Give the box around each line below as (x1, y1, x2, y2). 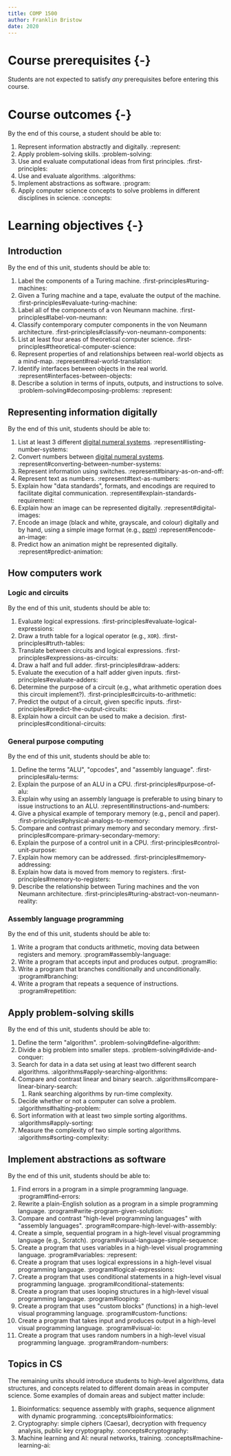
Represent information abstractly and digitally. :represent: (17, 142, 181, 151)
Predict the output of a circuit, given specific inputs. (17, 697, 165, 706)
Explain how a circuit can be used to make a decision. (17, 712, 170, 720)
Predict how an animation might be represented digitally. (17, 541, 178, 549)
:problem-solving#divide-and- (131, 1046, 217, 1054)
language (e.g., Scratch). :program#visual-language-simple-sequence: (17, 1236, 219, 1244)
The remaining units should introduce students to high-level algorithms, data (8, 1376, 224, 1384)
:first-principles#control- (150, 838, 221, 847)
